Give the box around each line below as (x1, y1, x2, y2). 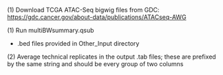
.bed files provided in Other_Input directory (17, 40, 140, 47)
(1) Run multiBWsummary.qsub (7, 27, 94, 34)
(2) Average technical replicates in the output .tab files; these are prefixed (7, 52, 217, 61)
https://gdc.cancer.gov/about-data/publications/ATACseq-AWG (7, 13, 187, 21)
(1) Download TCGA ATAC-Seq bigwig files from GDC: (7, 6, 160, 14)
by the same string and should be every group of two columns (7, 60, 184, 67)
